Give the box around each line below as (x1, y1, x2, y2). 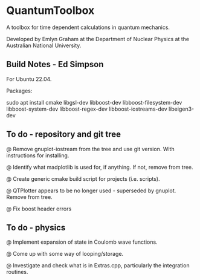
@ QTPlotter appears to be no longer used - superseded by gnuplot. (6, 187, 176, 194)
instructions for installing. (6, 152, 69, 159)
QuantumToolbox (6, 4, 95, 18)
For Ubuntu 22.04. (6, 75, 52, 82)
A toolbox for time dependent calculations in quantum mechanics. (6, 24, 170, 31)
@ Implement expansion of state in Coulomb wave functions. (6, 238, 158, 246)
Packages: (6, 87, 33, 94)
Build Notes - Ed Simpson (6, 59, 104, 70)
